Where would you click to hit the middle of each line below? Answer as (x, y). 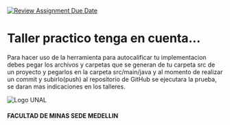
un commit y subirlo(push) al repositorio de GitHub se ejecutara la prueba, (112, 79)
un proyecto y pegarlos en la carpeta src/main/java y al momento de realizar (115, 71)
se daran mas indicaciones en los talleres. (66, 87)
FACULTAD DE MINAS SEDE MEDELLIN (63, 115)
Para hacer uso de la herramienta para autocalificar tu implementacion (107, 57)
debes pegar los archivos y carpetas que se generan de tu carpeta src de (111, 65)
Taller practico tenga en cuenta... (104, 38)
